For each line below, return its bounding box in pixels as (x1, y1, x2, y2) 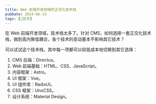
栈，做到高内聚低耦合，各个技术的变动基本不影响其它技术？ (5, 36, 125, 42)
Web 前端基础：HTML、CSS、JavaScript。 (12, 63, 99, 69)
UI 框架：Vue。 (12, 75, 43, 81)
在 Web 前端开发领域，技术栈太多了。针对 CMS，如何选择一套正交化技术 (5, 30, 152, 36)
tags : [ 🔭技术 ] (5, 16, 33, 21)
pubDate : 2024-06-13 (5, 12, 47, 17)
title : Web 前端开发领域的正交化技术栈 (5, 7, 77, 12)
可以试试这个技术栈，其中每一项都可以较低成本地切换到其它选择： (5, 47, 137, 53)
